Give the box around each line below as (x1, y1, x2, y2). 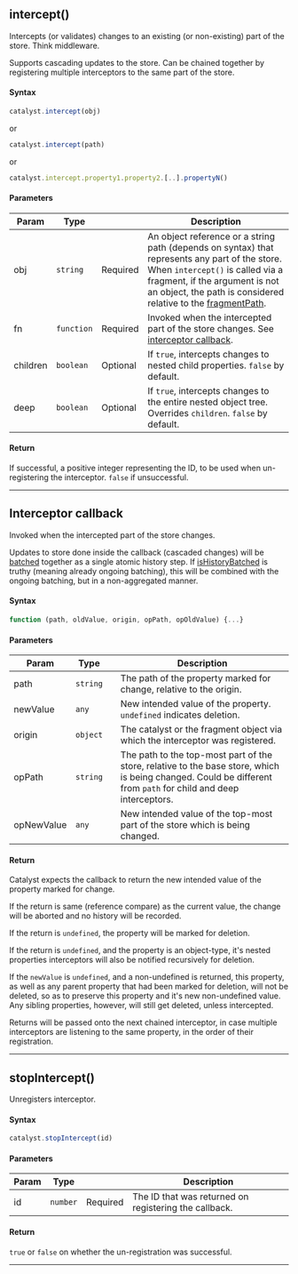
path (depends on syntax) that (147, 241, 274, 253)
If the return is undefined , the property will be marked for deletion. (9, 928, 250, 939)
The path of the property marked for (120, 672, 271, 685)
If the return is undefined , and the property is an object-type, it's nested (9, 945, 271, 956)
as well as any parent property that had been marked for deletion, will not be (9, 982, 289, 992)
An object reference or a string (147, 230, 275, 243)
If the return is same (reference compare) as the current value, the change (9, 901, 281, 912)
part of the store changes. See (147, 322, 275, 334)
